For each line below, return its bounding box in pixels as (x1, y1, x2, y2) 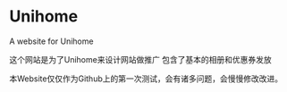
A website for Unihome (9, 36, 94, 46)
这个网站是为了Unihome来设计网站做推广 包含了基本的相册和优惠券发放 (9, 54, 273, 64)
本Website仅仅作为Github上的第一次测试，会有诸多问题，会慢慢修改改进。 (9, 73, 283, 84)
